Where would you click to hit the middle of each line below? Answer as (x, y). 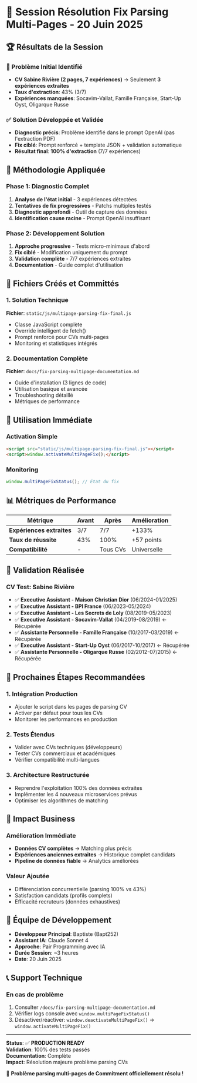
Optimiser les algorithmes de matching (61, 800)
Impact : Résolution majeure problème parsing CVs (67, 1062)
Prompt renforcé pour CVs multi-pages (62, 337)
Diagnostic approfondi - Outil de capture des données (81, 212)
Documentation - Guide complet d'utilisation (69, 265)
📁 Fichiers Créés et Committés (62, 283)
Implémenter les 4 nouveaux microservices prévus (76, 794)
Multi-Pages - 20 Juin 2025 (75, 24)
